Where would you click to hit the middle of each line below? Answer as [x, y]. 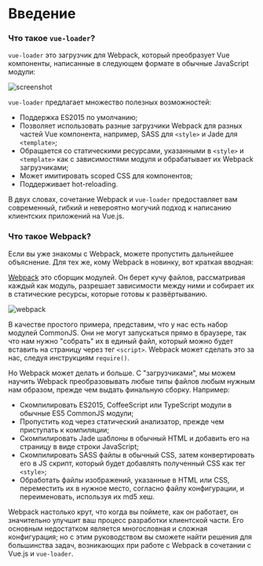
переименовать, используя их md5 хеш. [87, 496]
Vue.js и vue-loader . [41, 553]
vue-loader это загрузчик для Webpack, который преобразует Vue [119, 55]
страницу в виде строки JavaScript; [79, 446]
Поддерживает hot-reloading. [69, 184]
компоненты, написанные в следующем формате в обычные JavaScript [129, 64]
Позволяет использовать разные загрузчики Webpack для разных [131, 126]
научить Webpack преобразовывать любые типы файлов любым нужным [131, 381]
